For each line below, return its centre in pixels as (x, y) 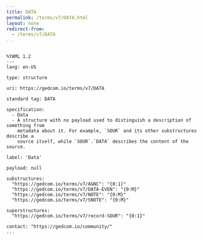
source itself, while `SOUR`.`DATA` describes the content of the (103, 142)
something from (26, 126)
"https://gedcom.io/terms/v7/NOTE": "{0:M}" (69, 195)
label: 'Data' (24, 158)
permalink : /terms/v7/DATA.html (47, 18)
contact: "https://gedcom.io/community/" (60, 227)
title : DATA (21, 12)
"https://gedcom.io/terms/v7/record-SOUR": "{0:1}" (79, 216)
